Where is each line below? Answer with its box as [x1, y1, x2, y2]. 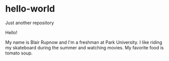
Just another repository [5, 20, 54, 26]
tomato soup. [5, 50, 33, 56]
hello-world [5, 3, 55, 15]
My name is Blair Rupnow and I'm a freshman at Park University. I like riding [5, 39, 162, 45]
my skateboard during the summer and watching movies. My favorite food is [5, 44, 164, 50]
